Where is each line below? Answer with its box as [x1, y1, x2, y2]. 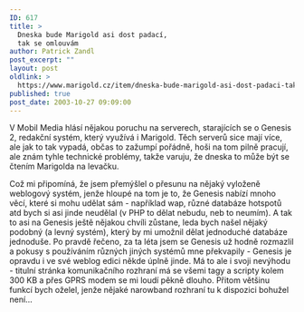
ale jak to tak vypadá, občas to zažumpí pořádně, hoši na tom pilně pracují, [9, 141, 289, 152]
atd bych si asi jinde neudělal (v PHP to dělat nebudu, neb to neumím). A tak [9, 208, 292, 219]
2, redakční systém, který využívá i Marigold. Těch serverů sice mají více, [9, 132, 283, 143]
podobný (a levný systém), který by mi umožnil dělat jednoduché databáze [9, 227, 288, 238]
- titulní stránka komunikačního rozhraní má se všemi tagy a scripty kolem [9, 265, 285, 277]
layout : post [9, 64, 59, 73]
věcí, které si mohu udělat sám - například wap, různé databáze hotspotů [9, 198, 282, 209]
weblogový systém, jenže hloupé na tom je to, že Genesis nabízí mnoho [9, 188, 276, 200]
